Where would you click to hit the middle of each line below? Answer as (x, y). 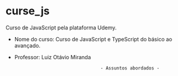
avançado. (27, 45)
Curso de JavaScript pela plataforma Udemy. (61, 28)
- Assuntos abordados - (130, 68)
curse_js (28, 11)
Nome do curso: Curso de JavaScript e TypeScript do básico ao (93, 39)
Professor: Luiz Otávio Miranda (52, 57)
